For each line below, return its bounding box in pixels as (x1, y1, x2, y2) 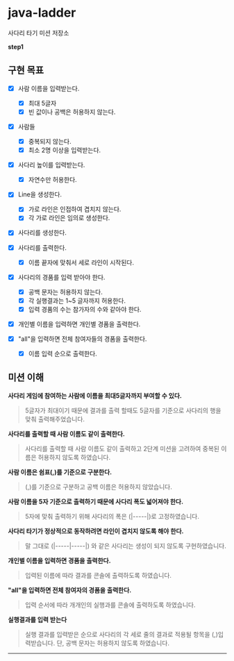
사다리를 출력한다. (17, 243, 67, 251)
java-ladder (8, 5, 76, 21)
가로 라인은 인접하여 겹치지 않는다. (28, 205, 122, 213)
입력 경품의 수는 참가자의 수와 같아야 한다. (28, 305, 142, 313)
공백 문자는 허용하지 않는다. (28, 287, 103, 296)
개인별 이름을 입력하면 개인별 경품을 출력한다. (17, 319, 141, 328)
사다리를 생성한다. (17, 228, 67, 237)
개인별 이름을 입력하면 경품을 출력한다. (8, 556, 111, 564)
